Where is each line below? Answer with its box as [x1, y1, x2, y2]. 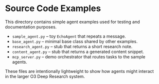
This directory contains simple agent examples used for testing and [5, 19, 140, 25]
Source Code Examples [5, 3, 101, 14]
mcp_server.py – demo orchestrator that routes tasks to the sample [12, 54, 146, 59]
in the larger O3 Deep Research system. [5, 73, 85, 79]
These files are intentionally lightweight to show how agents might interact [5, 68, 154, 74]
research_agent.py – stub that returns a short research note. [12, 43, 133, 49]
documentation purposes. [5, 24, 57, 29]
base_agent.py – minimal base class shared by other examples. [12, 38, 138, 44]
